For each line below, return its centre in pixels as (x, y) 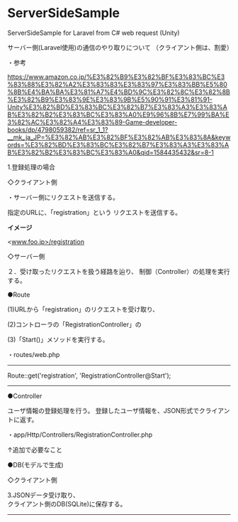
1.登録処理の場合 (31, 167)
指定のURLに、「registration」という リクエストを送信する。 (95, 212)
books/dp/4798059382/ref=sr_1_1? (58, 129)
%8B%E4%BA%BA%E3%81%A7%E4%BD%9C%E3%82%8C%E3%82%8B (119, 92)
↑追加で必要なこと (35, 449)
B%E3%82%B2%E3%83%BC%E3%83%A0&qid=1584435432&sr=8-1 (110, 152)
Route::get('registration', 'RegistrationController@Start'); (89, 375)
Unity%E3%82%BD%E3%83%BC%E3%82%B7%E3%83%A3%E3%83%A (118, 107)
